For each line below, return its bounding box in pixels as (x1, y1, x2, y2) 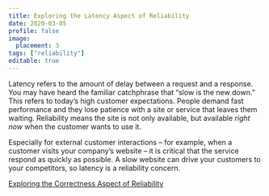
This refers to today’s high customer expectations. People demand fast (8, 96, 244, 106)
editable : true (8, 57, 60, 65)
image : (8, 34, 31, 43)
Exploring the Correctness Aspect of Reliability (8, 178, 164, 188)
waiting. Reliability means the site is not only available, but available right (8, 113, 250, 123)
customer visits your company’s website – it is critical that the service (8, 146, 240, 156)
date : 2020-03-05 (8, 19, 67, 27)
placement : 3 (15, 42, 60, 50)
